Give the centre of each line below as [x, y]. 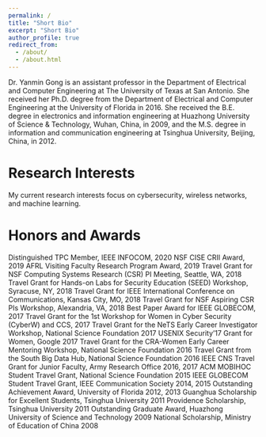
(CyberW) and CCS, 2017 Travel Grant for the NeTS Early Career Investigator [133, 325]
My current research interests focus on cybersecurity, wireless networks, [128, 195]
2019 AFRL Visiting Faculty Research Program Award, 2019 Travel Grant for [131, 265]
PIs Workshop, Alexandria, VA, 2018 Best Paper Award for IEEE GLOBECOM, [132, 308]
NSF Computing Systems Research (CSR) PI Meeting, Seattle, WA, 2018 [125, 274]
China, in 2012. [32, 141]
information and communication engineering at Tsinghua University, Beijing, [132, 132]
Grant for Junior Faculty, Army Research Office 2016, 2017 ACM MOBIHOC [130, 367]
